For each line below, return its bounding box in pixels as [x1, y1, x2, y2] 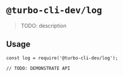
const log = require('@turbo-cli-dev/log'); [6, 55, 118, 61]
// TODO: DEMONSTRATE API [6, 65, 70, 71]
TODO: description [20, 22, 67, 29]
